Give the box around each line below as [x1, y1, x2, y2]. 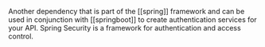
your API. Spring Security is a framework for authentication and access [8, 23, 241, 32]
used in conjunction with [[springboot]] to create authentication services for [8, 15, 257, 24]
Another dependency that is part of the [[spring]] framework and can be [8, 7, 245, 16]
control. [8, 31, 34, 41]
